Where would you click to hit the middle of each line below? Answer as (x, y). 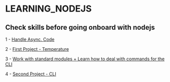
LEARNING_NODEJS (49, 9)
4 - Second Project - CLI (31, 74)
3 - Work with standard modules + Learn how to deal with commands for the (85, 59)
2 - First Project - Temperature (37, 49)
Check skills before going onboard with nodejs (80, 27)
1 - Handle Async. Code (30, 39)
